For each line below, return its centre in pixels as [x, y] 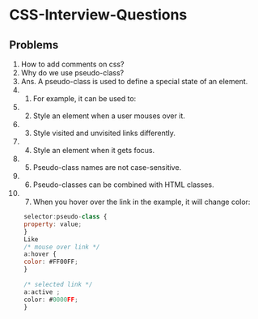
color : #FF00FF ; [51, 262]
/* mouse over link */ [62, 247]
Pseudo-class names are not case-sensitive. [107, 167]
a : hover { [40, 254]
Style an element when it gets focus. [94, 150]
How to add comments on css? [72, 64]
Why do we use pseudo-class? [72, 73]
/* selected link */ [58, 284]
